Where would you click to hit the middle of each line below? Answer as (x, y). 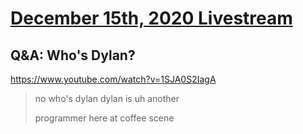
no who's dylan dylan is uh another (107, 98)
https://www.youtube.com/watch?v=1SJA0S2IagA (113, 79)
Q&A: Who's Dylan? (73, 55)
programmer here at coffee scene (104, 118)
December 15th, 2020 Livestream (151, 18)
